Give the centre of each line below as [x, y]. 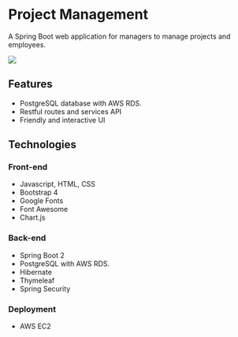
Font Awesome [44, 209]
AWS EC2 [35, 326]
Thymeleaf [37, 280]
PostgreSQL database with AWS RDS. [80, 103]
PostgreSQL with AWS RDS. [65, 263]
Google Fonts [41, 201]
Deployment [32, 309]
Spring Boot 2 [42, 255]
